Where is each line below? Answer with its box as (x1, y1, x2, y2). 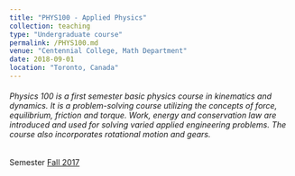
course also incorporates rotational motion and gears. (9, 129, 211, 140)
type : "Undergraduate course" (9, 30, 124, 39)
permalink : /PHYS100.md (9, 38, 99, 48)
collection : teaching (9, 22, 91, 31)
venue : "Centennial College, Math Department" (9, 47, 188, 56)
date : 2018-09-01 (9, 55, 75, 64)
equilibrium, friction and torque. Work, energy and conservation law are (9, 110, 277, 121)
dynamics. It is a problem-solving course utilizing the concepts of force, (9, 101, 278, 111)
